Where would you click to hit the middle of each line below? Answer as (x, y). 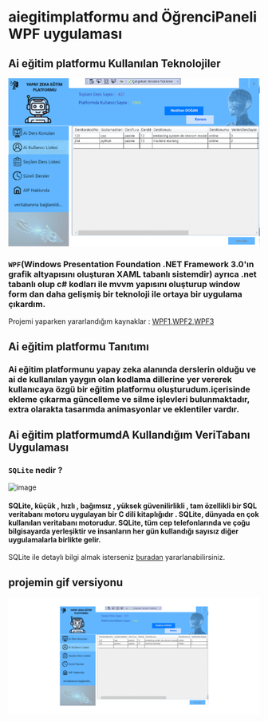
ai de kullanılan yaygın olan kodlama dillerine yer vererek (120, 379)
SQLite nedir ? (35, 470)
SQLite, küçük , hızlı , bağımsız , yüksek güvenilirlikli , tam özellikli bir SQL (133, 506)
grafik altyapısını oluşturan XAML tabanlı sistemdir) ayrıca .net (132, 274)
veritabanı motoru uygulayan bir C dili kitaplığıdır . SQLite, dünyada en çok (134, 514)
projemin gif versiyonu (66, 582)
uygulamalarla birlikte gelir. (55, 539)
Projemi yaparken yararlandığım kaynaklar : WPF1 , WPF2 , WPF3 (111, 321)
